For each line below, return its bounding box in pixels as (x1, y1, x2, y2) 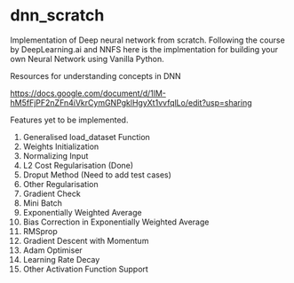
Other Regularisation (22, 178, 99, 189)
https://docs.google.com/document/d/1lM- (10, 88, 167, 98)
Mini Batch (22, 197, 63, 208)
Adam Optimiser (22, 245, 83, 255)
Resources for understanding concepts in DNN (10, 70, 181, 81)
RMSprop (22, 225, 59, 236)
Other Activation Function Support (22, 263, 149, 274)
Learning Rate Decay (22, 254, 100, 264)
